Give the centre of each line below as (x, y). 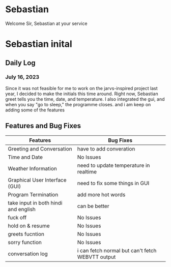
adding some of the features (35, 110)
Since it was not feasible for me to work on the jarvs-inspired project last (81, 88)
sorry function (25, 242)
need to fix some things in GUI (113, 183)
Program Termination (33, 194)
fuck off (17, 217)
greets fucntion (26, 234)
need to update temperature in (113, 165)
